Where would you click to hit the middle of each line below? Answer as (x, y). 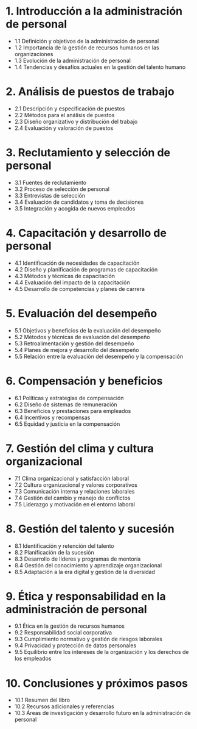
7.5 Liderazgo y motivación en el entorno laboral (74, 504)
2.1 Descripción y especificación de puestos (70, 109)
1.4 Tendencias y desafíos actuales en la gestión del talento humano (100, 67)
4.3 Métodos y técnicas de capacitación (65, 276)
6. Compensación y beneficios (84, 381)
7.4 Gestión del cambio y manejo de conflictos (72, 498)
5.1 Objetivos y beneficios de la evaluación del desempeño (88, 330)
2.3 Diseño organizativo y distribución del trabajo (76, 121)
